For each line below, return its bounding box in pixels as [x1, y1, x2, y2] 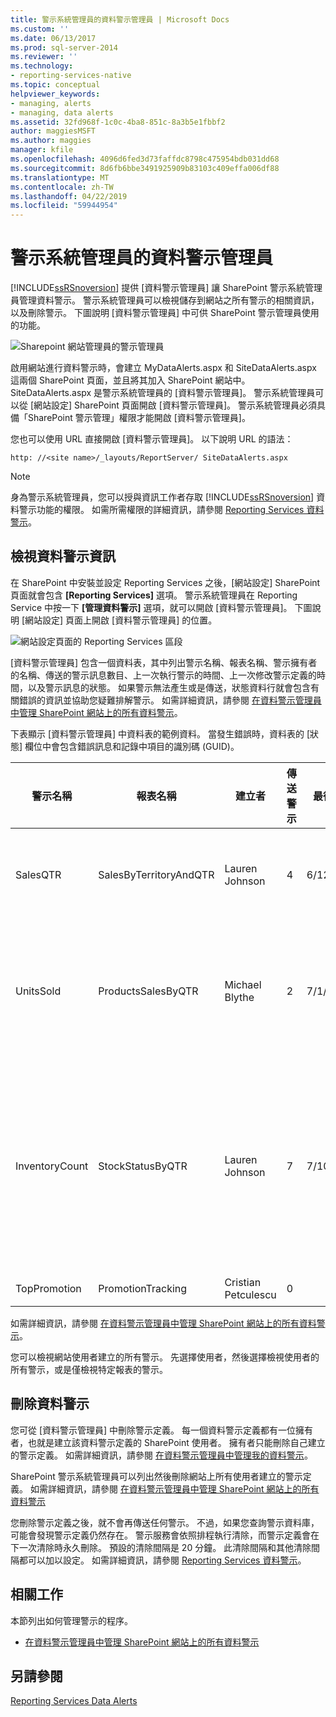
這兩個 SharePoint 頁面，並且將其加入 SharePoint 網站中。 [10, 374, 251, 386]
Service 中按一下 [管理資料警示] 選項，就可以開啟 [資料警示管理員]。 [10, 601, 293, 613]
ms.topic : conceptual [10, 80, 101, 90]
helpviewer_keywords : [10, 89, 101, 99]
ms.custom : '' [10, 24, 70, 34]
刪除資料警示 [10, 1396, 90, 1413]
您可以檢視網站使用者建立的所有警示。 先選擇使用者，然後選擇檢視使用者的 [10, 1351, 320, 1363]
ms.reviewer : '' [10, 52, 78, 62]
